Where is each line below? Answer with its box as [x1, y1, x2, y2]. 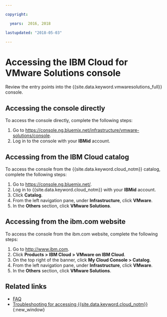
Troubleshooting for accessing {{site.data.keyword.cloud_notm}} [12, 301, 148, 307]
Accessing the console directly [5, 104, 105, 112]
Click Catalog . [12, 192, 43, 198]
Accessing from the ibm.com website [5, 217, 126, 226]
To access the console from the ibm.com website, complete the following [5, 231, 158, 237]
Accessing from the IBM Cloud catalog [5, 152, 129, 161]
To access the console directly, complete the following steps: [5, 117, 133, 124]
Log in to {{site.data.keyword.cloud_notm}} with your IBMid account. [12, 186, 156, 192]
